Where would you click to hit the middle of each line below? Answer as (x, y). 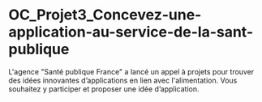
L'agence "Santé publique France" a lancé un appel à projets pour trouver (131, 71)
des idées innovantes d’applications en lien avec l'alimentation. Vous (123, 80)
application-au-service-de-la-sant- (131, 32)
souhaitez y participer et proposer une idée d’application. (104, 89)
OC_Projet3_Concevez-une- (105, 15)
